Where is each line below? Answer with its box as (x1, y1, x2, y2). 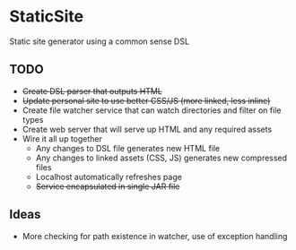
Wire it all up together (22, 133, 103, 144)
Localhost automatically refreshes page (35, 171, 182, 182)
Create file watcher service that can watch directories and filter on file (22, 105, 282, 116)
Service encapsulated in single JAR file (35, 181, 180, 192)
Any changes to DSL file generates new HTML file (35, 142, 221, 153)
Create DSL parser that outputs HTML (22, 85, 163, 96)
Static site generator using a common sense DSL (9, 36, 190, 47)
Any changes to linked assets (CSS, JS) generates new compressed (35, 152, 288, 163)
